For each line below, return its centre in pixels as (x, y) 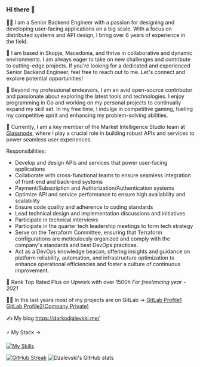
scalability (27, 201)
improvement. (32, 270)
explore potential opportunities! (45, 78)
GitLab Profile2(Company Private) (48, 306)
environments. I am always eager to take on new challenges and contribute (99, 60)
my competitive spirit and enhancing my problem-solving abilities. (87, 115)
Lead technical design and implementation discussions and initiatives (100, 214)
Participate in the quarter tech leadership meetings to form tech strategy (104, 226)
